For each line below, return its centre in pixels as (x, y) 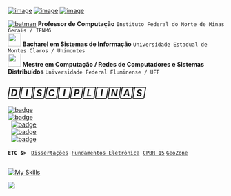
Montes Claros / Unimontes (47, 51)
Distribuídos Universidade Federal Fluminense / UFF (84, 72)
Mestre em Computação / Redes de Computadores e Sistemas (113, 64)
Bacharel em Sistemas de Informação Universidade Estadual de (115, 44)
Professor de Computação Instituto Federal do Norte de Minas (131, 24)
